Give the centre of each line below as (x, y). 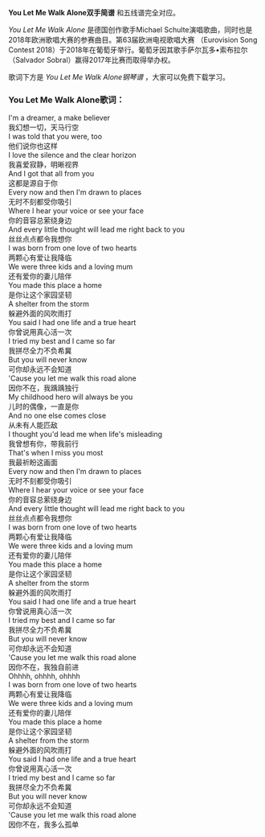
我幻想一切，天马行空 (43, 127)
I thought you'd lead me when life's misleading (86, 435)
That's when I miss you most (56, 453)
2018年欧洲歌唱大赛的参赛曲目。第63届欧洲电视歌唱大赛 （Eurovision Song (133, 40)
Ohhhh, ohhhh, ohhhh (44, 676)
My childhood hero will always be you (71, 397)
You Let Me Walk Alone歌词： (66, 100)
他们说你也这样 (33, 146)
